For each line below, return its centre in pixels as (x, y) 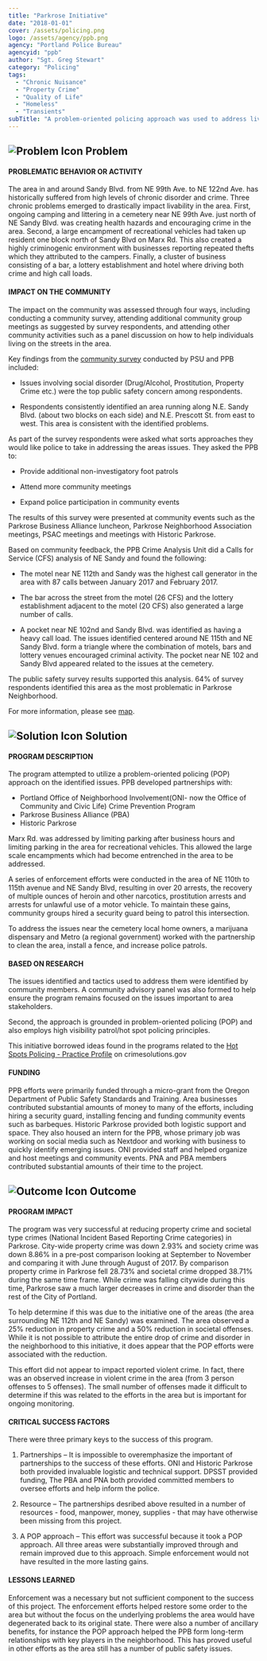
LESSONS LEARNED (42, 1580)
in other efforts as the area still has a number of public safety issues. (120, 1648)
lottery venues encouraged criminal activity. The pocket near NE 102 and (139, 655)
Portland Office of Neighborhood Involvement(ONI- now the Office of (133, 798)
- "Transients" (41, 112)
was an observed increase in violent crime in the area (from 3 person (121, 1378)
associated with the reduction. (58, 1354)
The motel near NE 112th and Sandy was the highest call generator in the (139, 573)
